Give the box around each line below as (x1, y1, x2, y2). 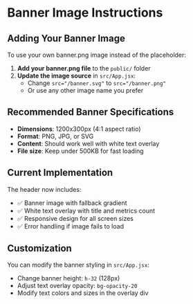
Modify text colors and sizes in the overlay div (17, 289, 149, 297)
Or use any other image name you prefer (27, 87, 144, 94)
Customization (7, 242, 73, 254)
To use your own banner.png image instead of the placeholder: (7, 51, 187, 59)
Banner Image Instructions (7, 5, 163, 21)
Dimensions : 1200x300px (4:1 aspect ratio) (17, 125, 141, 133)
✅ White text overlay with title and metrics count (17, 206, 156, 215)
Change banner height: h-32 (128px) (17, 274, 120, 283)
